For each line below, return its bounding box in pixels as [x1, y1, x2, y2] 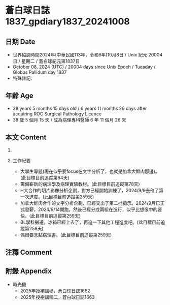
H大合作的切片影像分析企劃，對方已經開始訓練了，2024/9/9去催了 [20, 187, 159, 193]
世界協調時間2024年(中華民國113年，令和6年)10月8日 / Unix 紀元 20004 [12, 52, 163, 57]
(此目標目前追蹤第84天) [20, 174, 70, 180]
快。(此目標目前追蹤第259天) [20, 212, 81, 219]
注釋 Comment [5, 248, 52, 257]
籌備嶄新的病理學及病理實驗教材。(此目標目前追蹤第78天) [20, 181, 141, 187]
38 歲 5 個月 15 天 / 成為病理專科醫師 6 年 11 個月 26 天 [12, 116, 126, 123]
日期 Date [5, 37, 36, 46]
